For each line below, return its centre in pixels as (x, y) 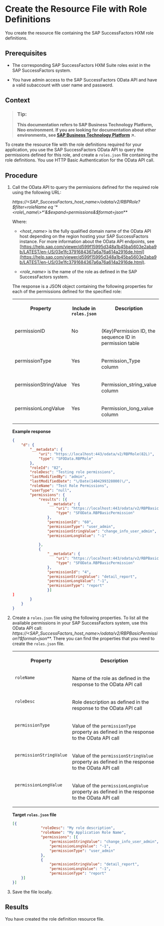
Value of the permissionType (104, 725)
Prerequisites (26, 53)
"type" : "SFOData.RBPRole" (66, 459)
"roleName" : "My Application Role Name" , (83, 833)
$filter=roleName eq (32, 207)
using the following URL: (37, 192)
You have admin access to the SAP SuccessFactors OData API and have (84, 80)
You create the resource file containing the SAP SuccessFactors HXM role (79, 33)
